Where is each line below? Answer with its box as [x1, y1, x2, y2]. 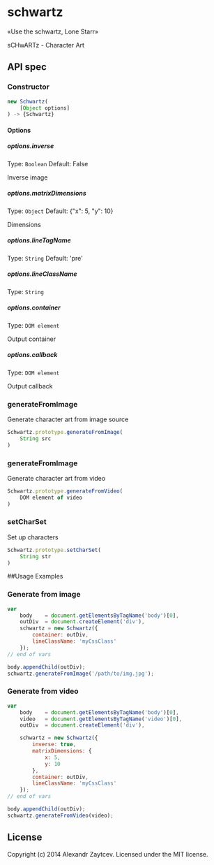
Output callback [7, 381, 53, 390]
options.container [7, 303, 61, 312]
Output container [7, 335, 56, 343]
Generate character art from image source [7, 415, 129, 423]
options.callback [7, 351, 58, 359]
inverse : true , [32, 741, 77, 748]
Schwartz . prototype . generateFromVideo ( [7, 487, 123, 495]
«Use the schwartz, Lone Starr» [7, 27, 99, 36]
